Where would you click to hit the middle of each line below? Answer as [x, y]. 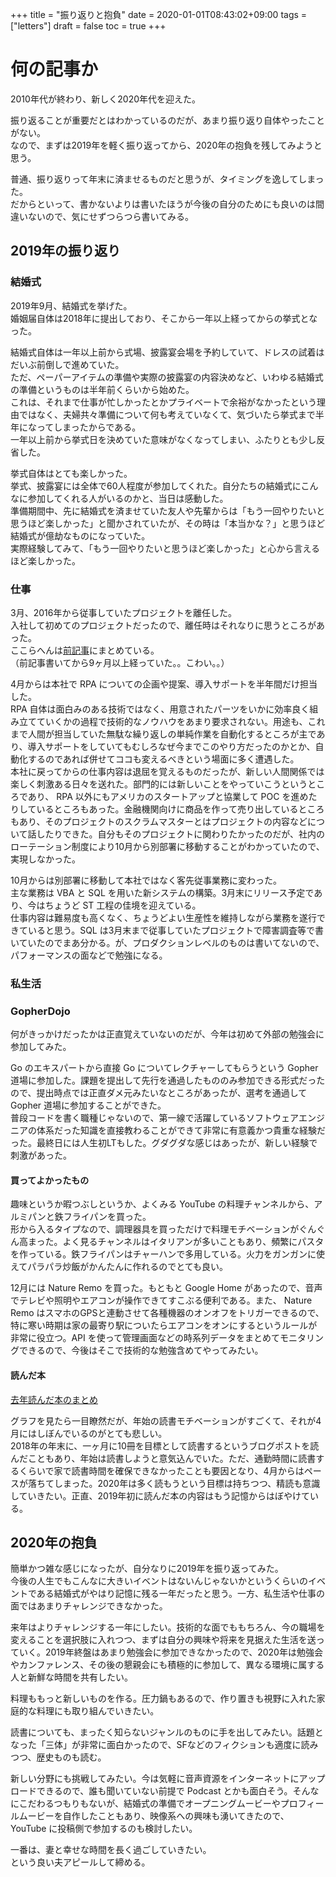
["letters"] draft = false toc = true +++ [88, 26]
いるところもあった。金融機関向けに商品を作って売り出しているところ [180, 809]
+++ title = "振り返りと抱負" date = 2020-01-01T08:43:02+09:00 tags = [159, 14]
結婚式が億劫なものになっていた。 [80, 535]
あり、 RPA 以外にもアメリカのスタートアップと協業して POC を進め [168, 796]
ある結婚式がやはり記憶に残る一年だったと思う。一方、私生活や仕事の [181, 1594]
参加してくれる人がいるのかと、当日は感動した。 [128, 498]
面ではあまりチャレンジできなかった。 [89, 1606]
